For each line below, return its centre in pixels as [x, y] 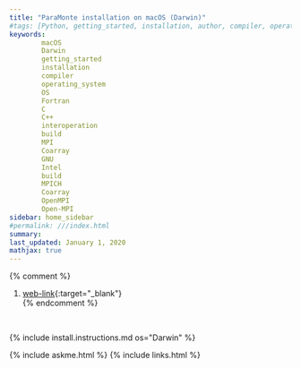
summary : [26, 234]
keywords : [28, 34]
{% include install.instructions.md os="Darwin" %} [103, 338]
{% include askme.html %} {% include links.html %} [105, 355]
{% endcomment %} [60, 303]
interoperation [70, 126]
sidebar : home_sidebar [52, 217]
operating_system [73, 84]
